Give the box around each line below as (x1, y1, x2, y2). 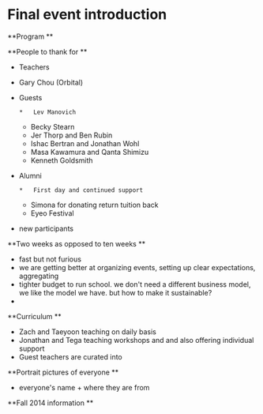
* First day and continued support (18, 186, 144, 194)
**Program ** (7, 32, 54, 41)
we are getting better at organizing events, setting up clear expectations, (18, 262, 256, 272)
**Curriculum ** (7, 311, 62, 321)
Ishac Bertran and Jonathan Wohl (30, 138, 140, 148)
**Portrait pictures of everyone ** (7, 367, 119, 377)
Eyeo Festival (30, 208, 74, 218)
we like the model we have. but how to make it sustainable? (18, 288, 212, 297)
